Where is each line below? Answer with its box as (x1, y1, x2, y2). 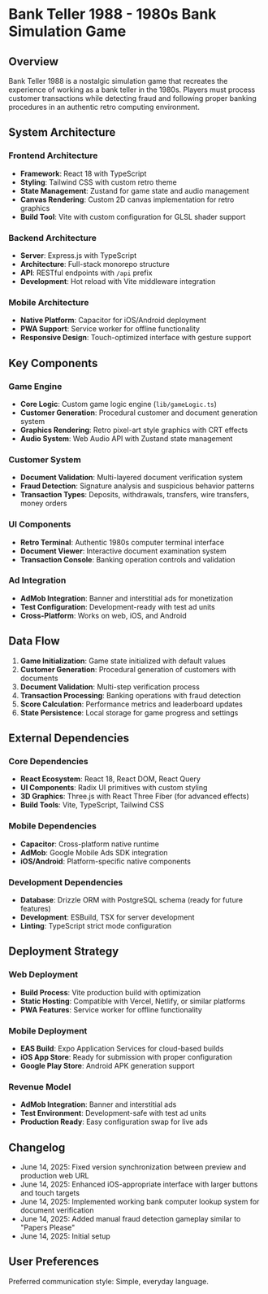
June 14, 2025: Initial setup (19, 1231, 111, 1241)
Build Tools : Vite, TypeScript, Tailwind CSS (19, 800, 165, 810)
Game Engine (8, 380, 63, 391)
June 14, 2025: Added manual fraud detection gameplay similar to (19, 1214, 241, 1224)
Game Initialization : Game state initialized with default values (19, 656, 226, 666)
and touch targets (19, 1188, 80, 1198)
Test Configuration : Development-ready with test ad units (19, 601, 215, 611)
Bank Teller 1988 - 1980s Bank (8, 5, 217, 24)
